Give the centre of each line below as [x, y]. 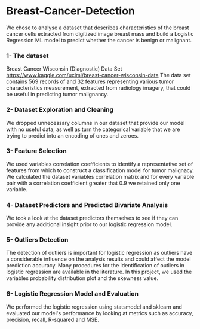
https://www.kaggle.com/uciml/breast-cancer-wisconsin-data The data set [99, 75]
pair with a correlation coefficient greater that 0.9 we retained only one [93, 183]
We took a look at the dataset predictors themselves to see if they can [92, 218]
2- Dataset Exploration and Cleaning [60, 110]
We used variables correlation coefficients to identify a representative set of [100, 164]
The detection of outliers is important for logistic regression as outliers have [99, 253]
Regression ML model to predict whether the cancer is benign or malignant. [99, 40]
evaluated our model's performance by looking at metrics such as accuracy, [100, 313]
